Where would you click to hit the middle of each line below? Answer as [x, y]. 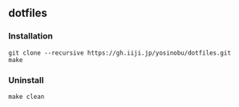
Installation [31, 36]
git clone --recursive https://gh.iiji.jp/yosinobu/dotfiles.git [119, 53]
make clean [26, 97]
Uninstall [26, 80]
